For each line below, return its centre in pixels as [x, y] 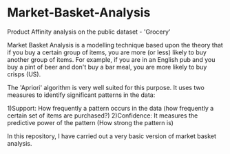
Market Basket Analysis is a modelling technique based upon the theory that [115, 45]
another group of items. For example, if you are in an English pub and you [111, 59]
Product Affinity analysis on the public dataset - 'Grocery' [89, 32]
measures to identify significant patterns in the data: [81, 95]
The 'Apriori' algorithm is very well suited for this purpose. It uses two [106, 87]
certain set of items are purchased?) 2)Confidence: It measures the [103, 115]
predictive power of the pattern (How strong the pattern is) [91, 122]
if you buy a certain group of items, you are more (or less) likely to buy [107, 52]
